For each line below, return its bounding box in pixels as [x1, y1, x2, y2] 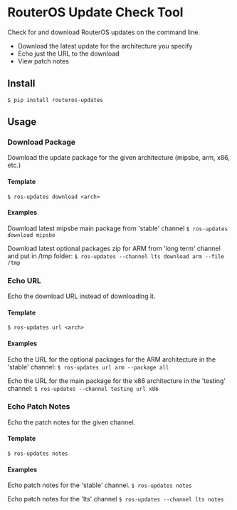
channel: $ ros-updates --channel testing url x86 [7, 384, 159, 392]
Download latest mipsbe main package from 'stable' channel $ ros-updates [7, 224, 228, 233]
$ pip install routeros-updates [7, 96, 103, 103]
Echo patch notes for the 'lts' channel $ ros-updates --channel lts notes [7, 495, 224, 504]
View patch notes [17, 56, 70, 65]
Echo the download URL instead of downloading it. [7, 292, 156, 300]
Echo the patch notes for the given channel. [7, 418, 136, 427]
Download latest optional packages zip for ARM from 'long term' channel [7, 244, 221, 253]
